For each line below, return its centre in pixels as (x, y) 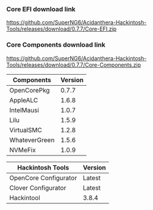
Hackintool (25, 198)
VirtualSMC (26, 130)
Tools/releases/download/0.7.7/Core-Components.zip (74, 65)
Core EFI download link (41, 9)
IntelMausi (24, 110)
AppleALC (24, 100)
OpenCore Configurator (43, 178)
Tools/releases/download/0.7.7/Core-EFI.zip (62, 29)
